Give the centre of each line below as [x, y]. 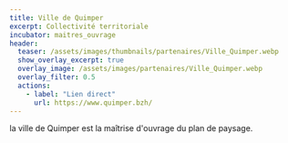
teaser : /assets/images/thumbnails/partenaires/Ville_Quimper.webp [149, 52]
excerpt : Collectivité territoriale [79, 26]
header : [24, 43]
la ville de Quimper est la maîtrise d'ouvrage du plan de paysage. [131, 128]
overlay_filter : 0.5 [57, 77]
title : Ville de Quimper [57, 18]
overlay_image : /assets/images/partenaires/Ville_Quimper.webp [140, 69]
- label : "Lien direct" [71, 94]
